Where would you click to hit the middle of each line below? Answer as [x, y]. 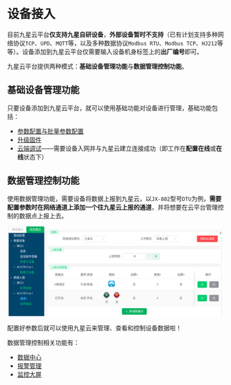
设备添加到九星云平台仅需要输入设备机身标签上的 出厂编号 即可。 [112, 52]
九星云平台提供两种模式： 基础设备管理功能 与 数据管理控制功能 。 [97, 66]
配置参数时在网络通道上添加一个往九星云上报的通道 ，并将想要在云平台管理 [112, 207]
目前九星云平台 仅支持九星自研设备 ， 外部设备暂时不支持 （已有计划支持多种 [112, 34]
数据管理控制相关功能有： [43, 343]
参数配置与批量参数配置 [50, 131]
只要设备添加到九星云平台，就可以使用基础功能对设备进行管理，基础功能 [109, 108]
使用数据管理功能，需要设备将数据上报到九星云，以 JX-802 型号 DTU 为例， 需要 [114, 198]
